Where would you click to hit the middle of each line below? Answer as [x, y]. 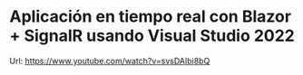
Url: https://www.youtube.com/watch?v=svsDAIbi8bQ [110, 61]
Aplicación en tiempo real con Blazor [151, 17]
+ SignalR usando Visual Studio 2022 [152, 36]
